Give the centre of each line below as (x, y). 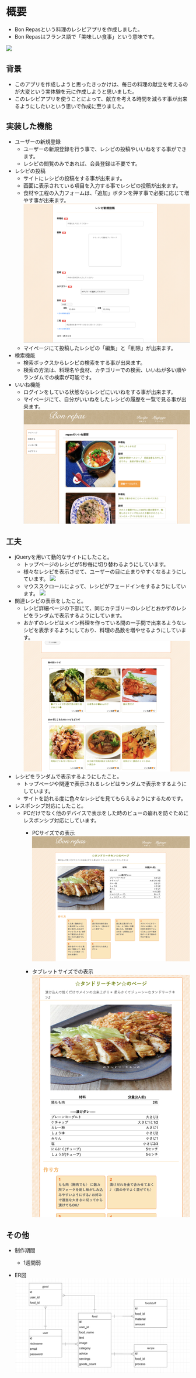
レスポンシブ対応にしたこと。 (50, 806)
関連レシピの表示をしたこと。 (50, 601)
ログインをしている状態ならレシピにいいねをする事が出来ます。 (99, 392)
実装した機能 (29, 126)
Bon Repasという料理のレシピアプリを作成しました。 (78, 29)
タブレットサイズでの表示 (62, 972)
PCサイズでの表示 (53, 833)
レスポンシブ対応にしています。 (61, 821)
